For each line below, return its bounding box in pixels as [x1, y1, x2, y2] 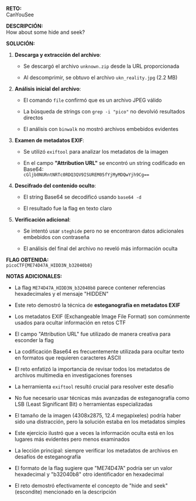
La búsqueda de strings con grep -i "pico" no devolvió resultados [23, 108, 185, 115]
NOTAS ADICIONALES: [6, 273, 63, 279]
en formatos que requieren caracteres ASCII [14, 354, 121, 361]
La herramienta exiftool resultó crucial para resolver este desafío [14, 383, 174, 390]
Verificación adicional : [14, 216, 71, 223]
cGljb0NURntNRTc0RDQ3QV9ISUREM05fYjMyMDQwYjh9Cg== [23, 172, 150, 178]
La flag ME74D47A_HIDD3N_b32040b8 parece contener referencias [14, 284, 166, 291]
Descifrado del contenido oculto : [14, 182, 97, 189]
